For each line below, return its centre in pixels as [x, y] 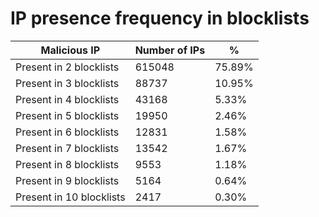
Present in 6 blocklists [67, 132]
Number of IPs [170, 50]
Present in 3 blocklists [67, 83]
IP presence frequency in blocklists [160, 18]
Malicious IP [70, 50]
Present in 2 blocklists [67, 67]
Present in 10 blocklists [70, 197]
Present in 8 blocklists [67, 164]
